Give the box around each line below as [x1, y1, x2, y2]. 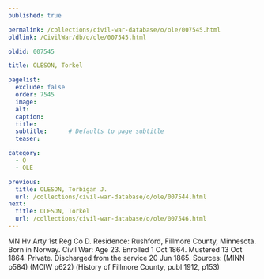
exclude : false [15, 84, 66, 92]
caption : [15, 112, 44, 121]
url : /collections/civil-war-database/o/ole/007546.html [15, 215, 207, 223]
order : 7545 [15, 91, 55, 99]
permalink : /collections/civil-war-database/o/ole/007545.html [8, 25, 221, 34]
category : [8, 149, 41, 157]
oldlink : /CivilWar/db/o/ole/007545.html [8, 33, 147, 41]
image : [15, 98, 37, 106]
